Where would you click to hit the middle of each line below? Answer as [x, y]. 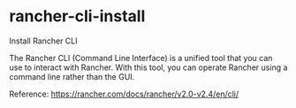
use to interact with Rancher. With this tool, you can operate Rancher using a [148, 67]
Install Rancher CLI [43, 41]
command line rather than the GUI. [72, 76]
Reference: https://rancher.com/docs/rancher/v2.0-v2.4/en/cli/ [124, 94]
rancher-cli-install [77, 16]
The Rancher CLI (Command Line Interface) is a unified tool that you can [141, 58]
